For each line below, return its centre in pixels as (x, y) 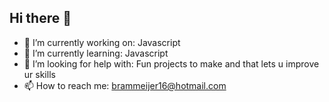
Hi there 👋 (40, 18)
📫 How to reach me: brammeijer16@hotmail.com (125, 85)
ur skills (39, 74)
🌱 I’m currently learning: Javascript (96, 53)
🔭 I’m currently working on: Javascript (102, 42)
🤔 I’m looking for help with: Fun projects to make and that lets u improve (171, 63)
